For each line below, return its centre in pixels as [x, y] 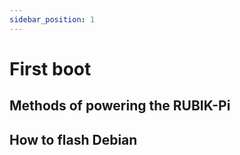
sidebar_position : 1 [52, 19]
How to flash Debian [73, 139]
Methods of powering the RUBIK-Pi [120, 106]
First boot [50, 68]
